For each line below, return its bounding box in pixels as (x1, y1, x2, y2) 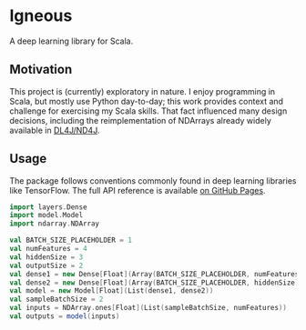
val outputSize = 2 (9, 261, 84, 270)
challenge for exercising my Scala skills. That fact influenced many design (9, 105, 288, 116)
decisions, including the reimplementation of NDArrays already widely (9, 115, 271, 125)
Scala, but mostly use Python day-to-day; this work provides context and (9, 95, 284, 106)
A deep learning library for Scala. (9, 35, 134, 46)
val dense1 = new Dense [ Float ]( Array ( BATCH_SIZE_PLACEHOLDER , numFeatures (9, 269, 300, 278)
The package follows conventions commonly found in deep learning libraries (9, 175, 297, 186)
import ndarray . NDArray (9, 219, 100, 228)
